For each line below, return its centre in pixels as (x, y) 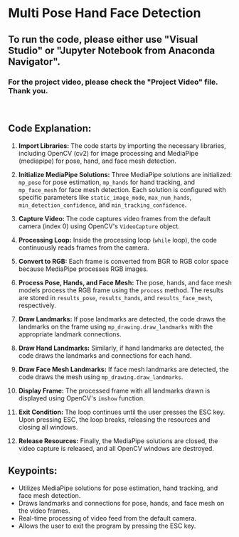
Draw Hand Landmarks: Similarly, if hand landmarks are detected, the (121, 348)
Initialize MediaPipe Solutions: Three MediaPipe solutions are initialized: (125, 174)
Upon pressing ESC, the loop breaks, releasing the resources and (114, 419)
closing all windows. (48, 427)
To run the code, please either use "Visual (103, 39)
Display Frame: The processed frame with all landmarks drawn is (114, 390)
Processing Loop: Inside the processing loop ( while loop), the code (118, 240)
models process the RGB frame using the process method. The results (121, 290)
